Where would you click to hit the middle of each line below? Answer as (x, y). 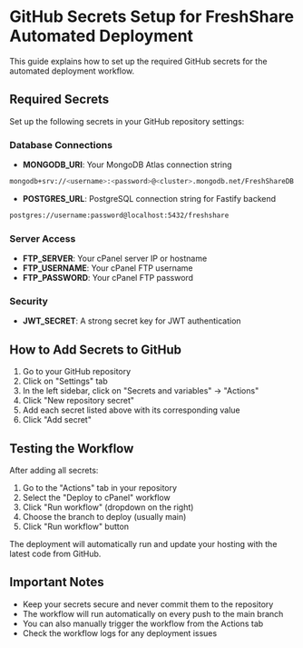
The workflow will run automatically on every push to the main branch (153, 613)
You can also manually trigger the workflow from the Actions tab (143, 623)
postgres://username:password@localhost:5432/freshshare (119, 215)
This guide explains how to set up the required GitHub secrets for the (138, 61)
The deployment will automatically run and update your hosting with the (143, 544)
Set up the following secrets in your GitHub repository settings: (127, 121)
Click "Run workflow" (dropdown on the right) (108, 507)
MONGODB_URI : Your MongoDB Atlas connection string (127, 164)
